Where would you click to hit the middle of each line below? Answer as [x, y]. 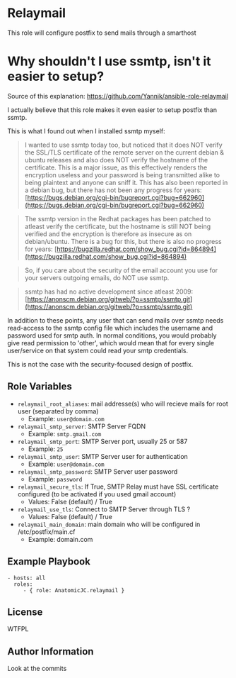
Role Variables [40, 387]
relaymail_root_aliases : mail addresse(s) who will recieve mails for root [123, 404]
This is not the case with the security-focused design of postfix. [100, 364]
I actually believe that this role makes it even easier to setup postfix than [112, 110]
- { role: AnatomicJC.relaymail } [74, 590]
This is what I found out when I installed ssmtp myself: [87, 131]
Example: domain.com [60, 539]
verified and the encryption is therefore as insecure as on [108, 234]
